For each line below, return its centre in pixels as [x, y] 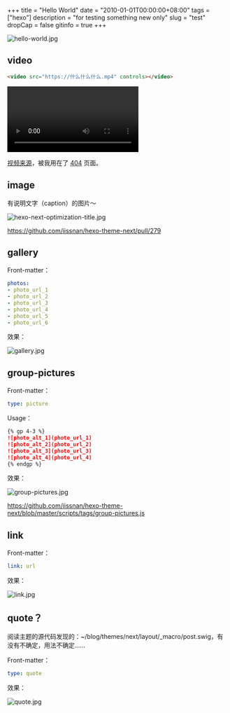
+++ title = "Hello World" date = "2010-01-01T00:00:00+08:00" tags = [109, 10]
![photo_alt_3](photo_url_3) [50, 451]
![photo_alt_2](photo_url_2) [50, 444]
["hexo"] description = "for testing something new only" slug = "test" [107, 18]
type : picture [28, 404]
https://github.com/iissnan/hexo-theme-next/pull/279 [84, 230]
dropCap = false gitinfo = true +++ [57, 25]
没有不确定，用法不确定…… [46, 645]
